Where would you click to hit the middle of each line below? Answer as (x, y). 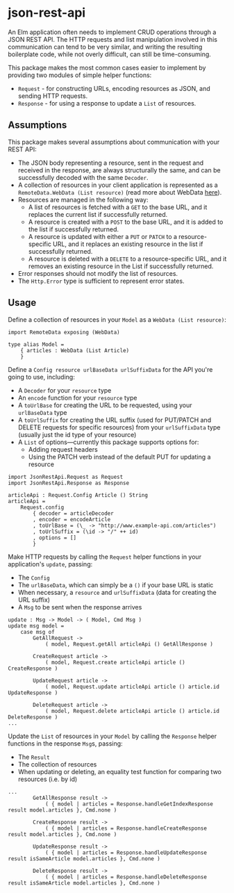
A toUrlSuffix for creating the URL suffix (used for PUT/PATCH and (114, 420)
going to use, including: (41, 377)
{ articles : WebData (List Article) (75, 350)
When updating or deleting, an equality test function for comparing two (119, 771)
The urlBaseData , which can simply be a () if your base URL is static (116, 584)
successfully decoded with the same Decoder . (83, 177)
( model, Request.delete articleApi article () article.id (132, 711)
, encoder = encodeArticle (72, 519)
